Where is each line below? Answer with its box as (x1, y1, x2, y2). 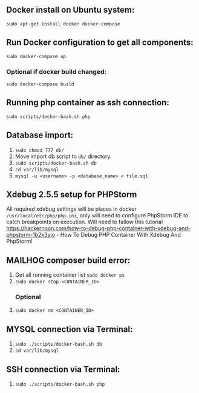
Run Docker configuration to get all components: (6, 38, 194, 48)
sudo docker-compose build (6, 81, 74, 87)
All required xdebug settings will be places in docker (6, 205, 137, 213)
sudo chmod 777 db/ (15, 147, 65, 153)
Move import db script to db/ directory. (15, 153, 112, 160)
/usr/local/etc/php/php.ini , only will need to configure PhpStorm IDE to (6, 212, 189, 219)
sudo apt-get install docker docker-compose (6, 21, 120, 27)
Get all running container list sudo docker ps (15, 271, 125, 279)
